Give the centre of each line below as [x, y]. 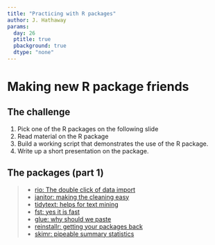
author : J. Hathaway [37, 20]
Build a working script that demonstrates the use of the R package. [113, 144]
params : [18, 26]
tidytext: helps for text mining [77, 204]
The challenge [39, 112]
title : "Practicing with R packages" [62, 14]
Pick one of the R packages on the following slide [88, 128]
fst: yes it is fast [57, 212]
